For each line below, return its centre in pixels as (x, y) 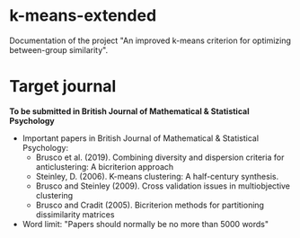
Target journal (63, 87)
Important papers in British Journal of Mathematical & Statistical (140, 138)
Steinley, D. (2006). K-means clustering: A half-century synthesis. (157, 176)
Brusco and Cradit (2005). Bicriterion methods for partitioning (150, 205)
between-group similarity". (59, 49)
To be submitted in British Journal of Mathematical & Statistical (129, 111)
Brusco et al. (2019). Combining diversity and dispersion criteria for (160, 157)
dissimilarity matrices (75, 214)
